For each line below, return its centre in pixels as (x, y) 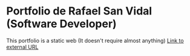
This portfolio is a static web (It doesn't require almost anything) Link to (95, 40)
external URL (22, 47)
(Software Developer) (61, 24)
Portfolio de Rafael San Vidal (79, 11)
